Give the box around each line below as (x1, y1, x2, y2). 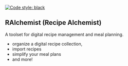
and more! (12, 56, 33, 62)
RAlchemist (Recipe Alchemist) (5, 18, 102, 27)
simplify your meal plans (12, 51, 61, 57)
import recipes (12, 46, 42, 52)
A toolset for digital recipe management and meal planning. (5, 32, 124, 37)
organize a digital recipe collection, (12, 41, 83, 47)
